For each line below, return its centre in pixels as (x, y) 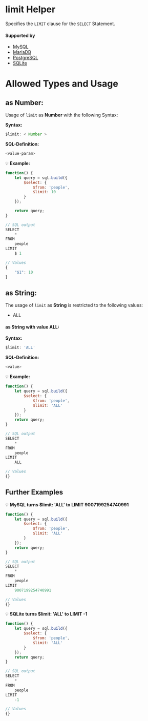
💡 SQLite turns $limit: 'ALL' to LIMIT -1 (46, 614)
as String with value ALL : (33, 327)
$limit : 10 (44, 192)
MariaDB (22, 52)
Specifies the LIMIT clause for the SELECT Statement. (60, 24)
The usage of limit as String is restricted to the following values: (74, 305)
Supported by (20, 35)
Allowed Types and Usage (62, 84)
